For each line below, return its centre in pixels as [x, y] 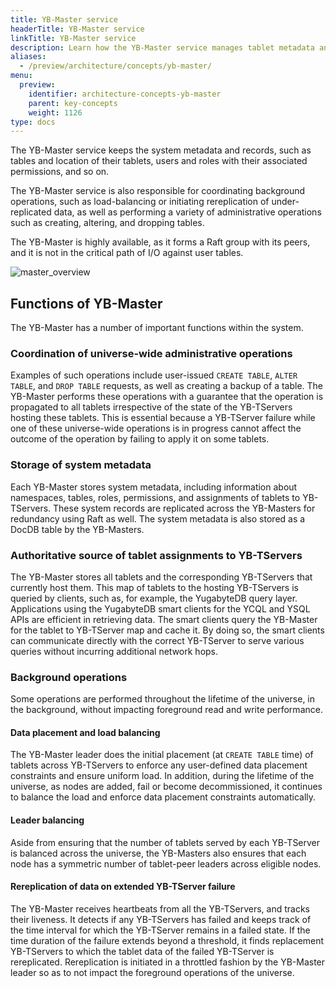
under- [285, 202]
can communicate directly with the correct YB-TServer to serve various [157, 640]
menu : [21, 76]
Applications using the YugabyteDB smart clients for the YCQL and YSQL [160, 608]
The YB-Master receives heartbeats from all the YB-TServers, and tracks [160, 908]
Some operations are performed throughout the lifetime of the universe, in [163, 699]
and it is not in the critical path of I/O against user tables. [127, 253]
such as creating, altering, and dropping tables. [107, 223]
